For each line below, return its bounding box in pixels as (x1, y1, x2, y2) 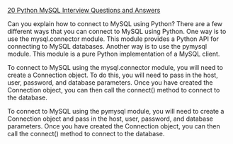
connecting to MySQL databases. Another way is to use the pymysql (7, 42, 208, 50)
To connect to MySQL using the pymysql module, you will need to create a (7, 107, 225, 115)
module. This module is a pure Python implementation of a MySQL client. (7, 49, 220, 58)
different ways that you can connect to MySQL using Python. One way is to (7, 28, 227, 35)
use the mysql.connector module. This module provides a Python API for (7, 35, 220, 43)
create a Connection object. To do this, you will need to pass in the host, (7, 71, 218, 79)
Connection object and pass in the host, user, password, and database (7, 114, 214, 123)
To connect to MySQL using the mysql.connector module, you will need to (7, 64, 223, 71)
